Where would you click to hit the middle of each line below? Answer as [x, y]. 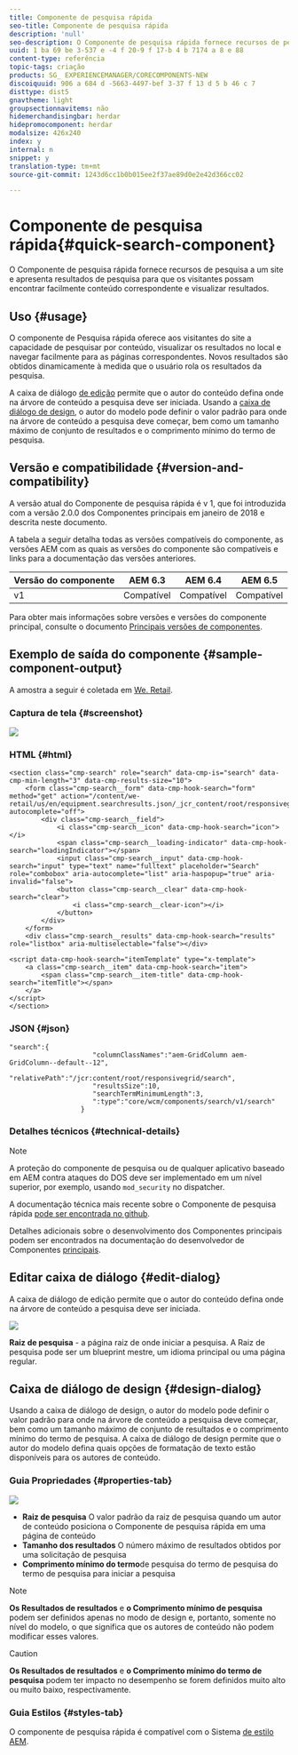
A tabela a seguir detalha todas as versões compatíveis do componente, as [146, 539]
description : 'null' [47, 34]
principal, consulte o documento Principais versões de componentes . [136, 626]
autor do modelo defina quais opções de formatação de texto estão [133, 1448]
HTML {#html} [41, 754]
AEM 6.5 [259, 580]
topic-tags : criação [47, 68]
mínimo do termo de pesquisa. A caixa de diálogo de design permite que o [145, 1439]
